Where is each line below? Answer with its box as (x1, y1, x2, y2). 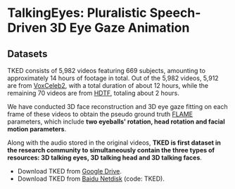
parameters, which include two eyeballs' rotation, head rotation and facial (7, 117, 225, 126)
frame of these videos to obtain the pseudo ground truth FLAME (7, 110, 193, 118)
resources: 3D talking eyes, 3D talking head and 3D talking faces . (7, 153, 203, 162)
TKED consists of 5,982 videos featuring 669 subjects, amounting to (7, 67, 206, 74)
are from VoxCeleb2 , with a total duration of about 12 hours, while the (7, 82, 209, 89)
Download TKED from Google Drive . (17, 167, 122, 175)
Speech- (149, 5, 201, 21)
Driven (7, 20, 47, 36)
